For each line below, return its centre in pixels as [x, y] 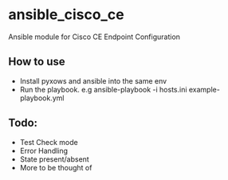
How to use [37, 62]
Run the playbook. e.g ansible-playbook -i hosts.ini [103, 89]
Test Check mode [49, 142]
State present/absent [54, 159]
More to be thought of [56, 167]
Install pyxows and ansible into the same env [93, 80]
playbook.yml [42, 98]
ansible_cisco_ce [67, 15]
